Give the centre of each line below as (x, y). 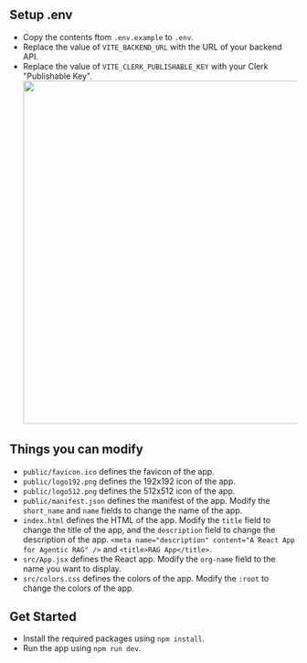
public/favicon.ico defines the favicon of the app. (118, 471)
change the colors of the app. (79, 588)
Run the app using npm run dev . (82, 648)
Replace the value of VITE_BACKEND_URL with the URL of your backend (152, 47)
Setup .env (41, 15)
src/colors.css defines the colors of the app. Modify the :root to (146, 578)
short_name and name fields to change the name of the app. (132, 510)
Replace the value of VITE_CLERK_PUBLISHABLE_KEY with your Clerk (145, 66)
